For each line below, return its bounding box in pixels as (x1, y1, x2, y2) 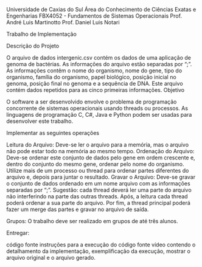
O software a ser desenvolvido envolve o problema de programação (6, 98, 177, 105)
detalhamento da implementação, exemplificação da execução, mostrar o (6, 248, 190, 255)
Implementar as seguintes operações (6, 130, 99, 136)
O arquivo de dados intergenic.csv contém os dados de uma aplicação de (6, 54, 192, 61)
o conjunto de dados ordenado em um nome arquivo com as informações (6, 180, 190, 187)
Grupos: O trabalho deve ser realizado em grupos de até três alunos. (6, 218, 178, 224)
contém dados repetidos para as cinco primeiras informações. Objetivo (6, 86, 185, 94)
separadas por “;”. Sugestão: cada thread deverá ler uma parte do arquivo (6, 186, 192, 193)
